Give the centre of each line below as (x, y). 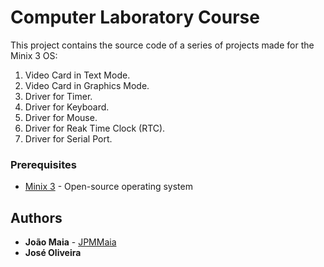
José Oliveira (53, 253)
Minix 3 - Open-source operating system (108, 187)
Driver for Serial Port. (68, 138)
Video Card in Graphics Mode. (87, 85)
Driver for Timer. (58, 96)
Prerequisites (43, 164)
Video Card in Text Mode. (77, 75)
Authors (36, 217)
